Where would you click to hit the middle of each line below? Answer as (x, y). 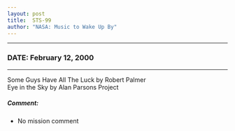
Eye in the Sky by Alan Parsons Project (63, 87)
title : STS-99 (29, 20)
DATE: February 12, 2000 (51, 58)
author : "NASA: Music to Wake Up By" (62, 27)
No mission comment (48, 120)
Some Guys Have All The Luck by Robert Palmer (77, 80)
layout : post (26, 14)
